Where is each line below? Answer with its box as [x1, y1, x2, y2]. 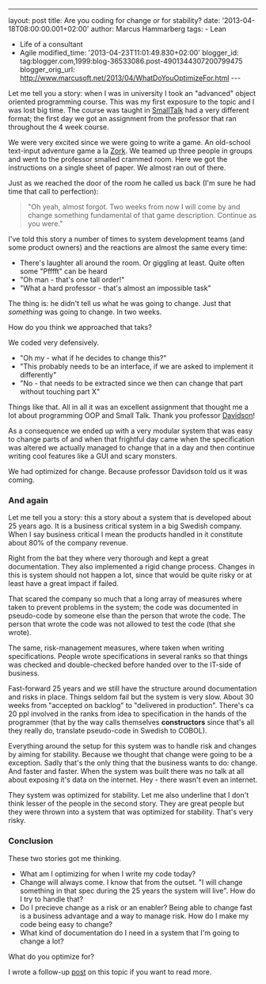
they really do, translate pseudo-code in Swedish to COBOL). [8, 726, 207, 736]
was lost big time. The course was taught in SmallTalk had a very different [8, 105, 249, 115]
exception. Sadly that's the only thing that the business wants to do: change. [8, 758, 258, 768]
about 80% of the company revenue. [8, 538, 128, 548]
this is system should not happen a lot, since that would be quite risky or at [8, 570, 253, 580]
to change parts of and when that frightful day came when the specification [8, 435, 255, 444]
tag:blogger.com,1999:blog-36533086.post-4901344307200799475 [19, 56, 243, 66]
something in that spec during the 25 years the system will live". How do [19, 886, 256, 895]
